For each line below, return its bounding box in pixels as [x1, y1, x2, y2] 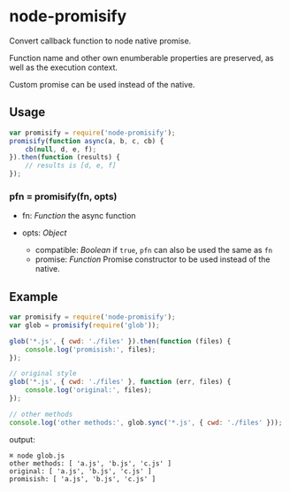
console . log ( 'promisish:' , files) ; [25, 345, 156, 354]
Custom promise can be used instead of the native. [9, 79, 195, 89]
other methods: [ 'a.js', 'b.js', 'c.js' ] [9, 458, 172, 468]
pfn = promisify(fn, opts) [9, 190, 118, 203]
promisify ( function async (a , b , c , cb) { [9, 136, 164, 145]
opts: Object [21, 227, 67, 238]
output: [9, 434, 35, 444]
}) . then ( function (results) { [9, 153, 121, 162]
